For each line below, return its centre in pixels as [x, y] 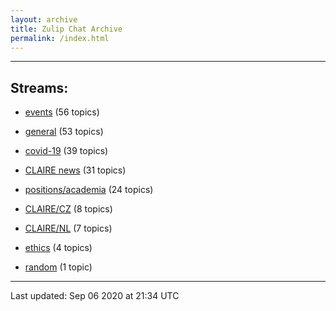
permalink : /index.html [60, 38]
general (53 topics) [64, 132]
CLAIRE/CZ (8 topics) [68, 209]
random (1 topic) [58, 267]
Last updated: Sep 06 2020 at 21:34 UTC [95, 296]
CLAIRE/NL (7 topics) [68, 228]
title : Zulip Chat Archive [66, 29]
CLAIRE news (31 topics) [75, 170]
